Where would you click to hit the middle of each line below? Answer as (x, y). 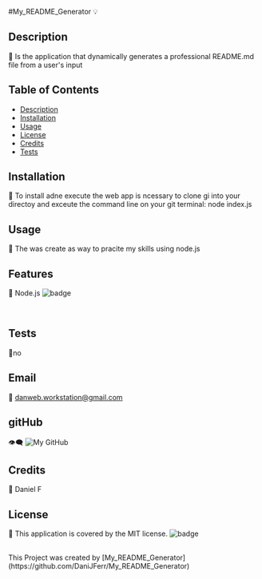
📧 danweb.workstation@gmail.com (65, 397)
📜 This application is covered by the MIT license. (88, 533)
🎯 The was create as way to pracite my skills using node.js (104, 249)
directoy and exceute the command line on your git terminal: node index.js (130, 204)
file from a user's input (46, 65)
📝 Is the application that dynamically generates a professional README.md (131, 56)
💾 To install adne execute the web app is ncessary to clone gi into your (125, 196)
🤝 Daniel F (25, 490)
